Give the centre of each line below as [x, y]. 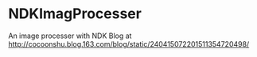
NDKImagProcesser [75, 14]
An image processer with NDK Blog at [70, 36]
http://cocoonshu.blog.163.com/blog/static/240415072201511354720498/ [129, 44]
